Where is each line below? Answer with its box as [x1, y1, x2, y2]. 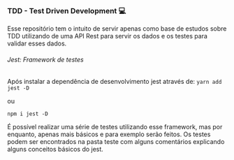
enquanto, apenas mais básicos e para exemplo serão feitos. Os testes [7, 130, 211, 138]
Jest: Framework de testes [7, 55, 84, 64]
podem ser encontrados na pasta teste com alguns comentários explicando [7, 137, 225, 145]
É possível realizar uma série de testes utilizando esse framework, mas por [7, 122, 223, 131]
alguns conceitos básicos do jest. [7, 145, 103, 153]
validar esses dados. [7, 39, 67, 48]
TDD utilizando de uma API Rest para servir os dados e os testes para [7, 32, 208, 41]
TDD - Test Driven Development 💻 [7, 6, 126, 15]
